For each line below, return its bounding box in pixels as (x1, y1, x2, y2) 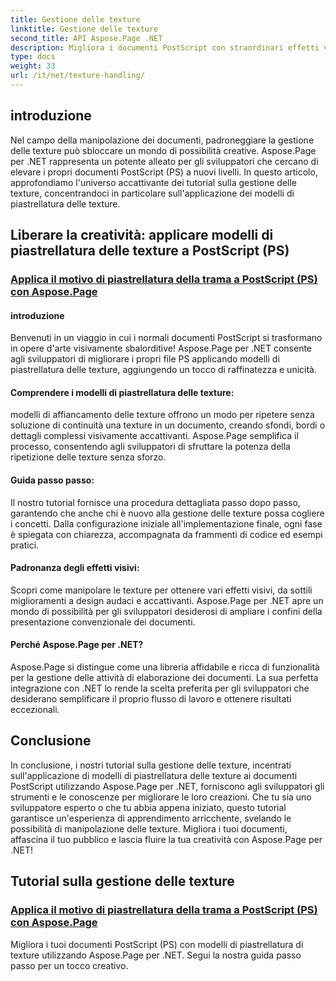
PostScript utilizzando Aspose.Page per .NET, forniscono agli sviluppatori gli (10, 780, 325, 792)
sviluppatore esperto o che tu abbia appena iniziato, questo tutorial (10, 801, 287, 813)
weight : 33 (10, 61, 56, 71)
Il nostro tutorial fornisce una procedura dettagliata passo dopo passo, (10, 496, 301, 508)
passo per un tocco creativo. (10, 959, 129, 971)
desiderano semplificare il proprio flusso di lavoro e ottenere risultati (10, 693, 292, 705)
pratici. (10, 539, 40, 551)
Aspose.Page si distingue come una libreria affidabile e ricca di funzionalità (10, 661, 320, 673)
